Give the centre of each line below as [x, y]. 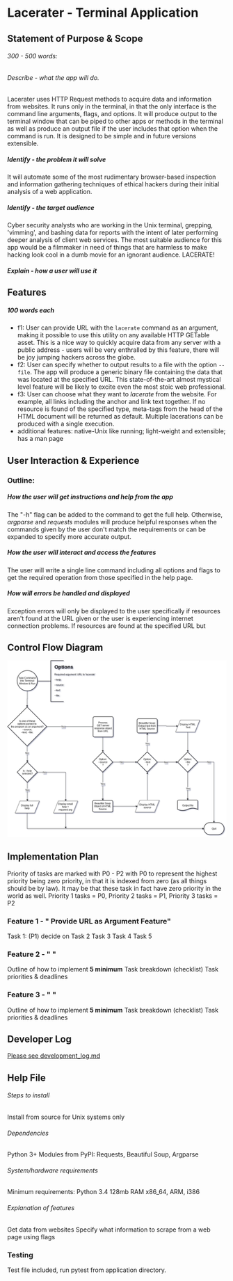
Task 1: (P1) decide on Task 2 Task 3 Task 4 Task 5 [80, 936]
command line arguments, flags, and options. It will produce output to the [112, 114]
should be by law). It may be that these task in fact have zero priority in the [114, 888]
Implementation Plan [53, 857]
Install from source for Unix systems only [66, 1117]
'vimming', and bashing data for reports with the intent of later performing [113, 233]
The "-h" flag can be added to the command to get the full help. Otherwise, [115, 514]
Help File [27, 1078]
